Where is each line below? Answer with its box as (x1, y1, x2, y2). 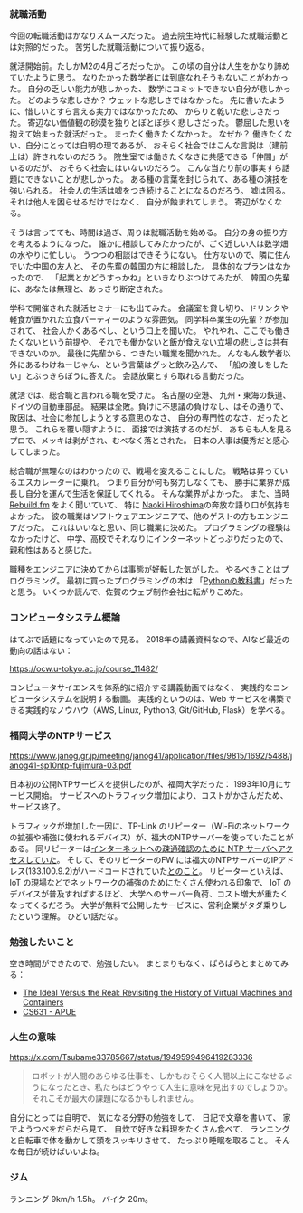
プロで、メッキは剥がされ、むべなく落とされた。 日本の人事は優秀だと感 (9, 435, 281, 446)
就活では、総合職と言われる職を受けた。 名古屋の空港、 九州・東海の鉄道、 (9, 390, 291, 401)
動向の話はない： (9, 645, 73, 656)
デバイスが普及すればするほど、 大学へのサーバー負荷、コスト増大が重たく (9, 888, 289, 899)
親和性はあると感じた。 (9, 545, 97, 555)
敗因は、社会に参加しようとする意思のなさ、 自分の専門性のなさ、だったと (9, 412, 289, 423)
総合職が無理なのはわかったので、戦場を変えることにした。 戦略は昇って (9, 466, 280, 477)
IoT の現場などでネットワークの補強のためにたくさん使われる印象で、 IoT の (9, 877, 292, 887)
